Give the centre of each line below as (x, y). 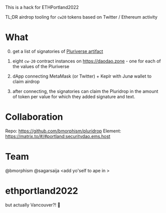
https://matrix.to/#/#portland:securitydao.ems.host (58, 136)
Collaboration (34, 117)
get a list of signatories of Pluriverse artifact (58, 51)
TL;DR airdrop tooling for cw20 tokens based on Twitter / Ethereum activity (81, 17)
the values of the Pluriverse (41, 66)
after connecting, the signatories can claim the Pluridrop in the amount (85, 91)
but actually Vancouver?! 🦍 (33, 205)
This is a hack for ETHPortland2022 (42, 7)
